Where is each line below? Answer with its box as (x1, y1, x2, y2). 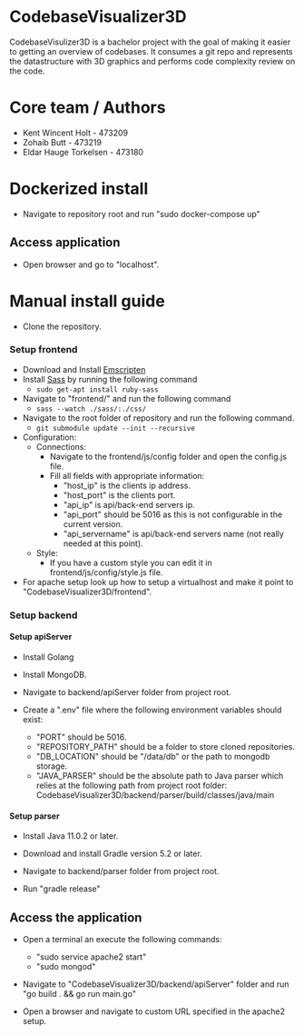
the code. (9, 65, 45, 76)
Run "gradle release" (22, 883, 102, 894)
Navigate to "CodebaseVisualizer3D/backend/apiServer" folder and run (22, 979, 289, 990)
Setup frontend (9, 343, 78, 356)
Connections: (35, 441, 86, 452)
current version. (63, 518, 123, 529)
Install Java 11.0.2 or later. (22, 831, 119, 841)
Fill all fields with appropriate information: (49, 470, 205, 481)
